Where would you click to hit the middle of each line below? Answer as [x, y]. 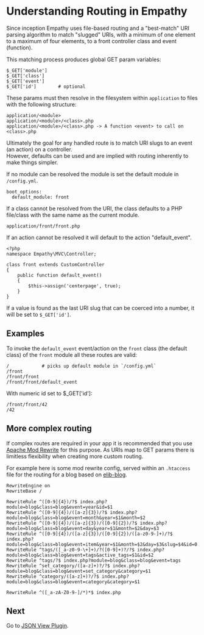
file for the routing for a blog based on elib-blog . [67, 475]
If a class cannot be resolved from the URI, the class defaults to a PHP [94, 208]
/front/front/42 [27, 404]
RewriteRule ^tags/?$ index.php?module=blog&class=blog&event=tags [94, 560]
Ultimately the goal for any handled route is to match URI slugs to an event [100, 143]
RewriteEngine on [28, 486]
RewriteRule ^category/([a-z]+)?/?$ [53, 576]
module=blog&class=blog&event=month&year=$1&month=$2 [76, 518]
